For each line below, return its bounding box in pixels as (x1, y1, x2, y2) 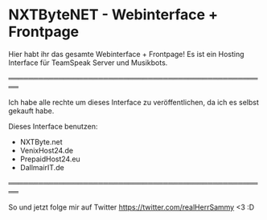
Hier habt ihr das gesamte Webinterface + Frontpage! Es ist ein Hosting (8, 49, 244, 59)
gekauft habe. (8, 106, 55, 116)
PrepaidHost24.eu (19, 154, 80, 164)
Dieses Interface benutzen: (8, 121, 98, 131)
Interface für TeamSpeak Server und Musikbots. (8, 58, 168, 67)
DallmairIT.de (19, 162, 64, 172)
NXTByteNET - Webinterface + (8, 6, 219, 24)
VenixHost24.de (19, 145, 74, 155)
